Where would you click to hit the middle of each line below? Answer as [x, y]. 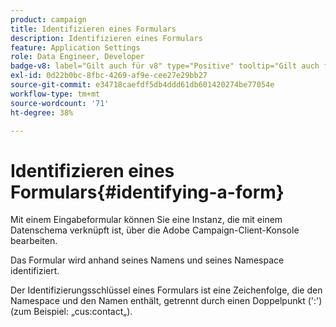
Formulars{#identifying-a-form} [147, 192]
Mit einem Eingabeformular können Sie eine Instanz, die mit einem [146, 220]
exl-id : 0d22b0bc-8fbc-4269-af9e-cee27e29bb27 [109, 76]
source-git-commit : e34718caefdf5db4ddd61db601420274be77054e [142, 85]
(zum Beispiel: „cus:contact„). [71, 312]
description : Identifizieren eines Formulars [106, 38]
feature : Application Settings [75, 47]
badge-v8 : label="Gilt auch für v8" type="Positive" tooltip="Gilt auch [165, 66]
